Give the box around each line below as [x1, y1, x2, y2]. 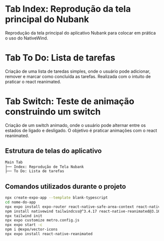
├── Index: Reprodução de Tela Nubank [5, 164, 84, 169]
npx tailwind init [5, 213, 42, 218]
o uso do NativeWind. [5, 35, 48, 41]
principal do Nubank [5, 14, 89, 25]
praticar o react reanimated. [5, 79, 61, 84]
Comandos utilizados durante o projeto [5, 182, 126, 191]
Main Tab [5, 160, 23, 164]
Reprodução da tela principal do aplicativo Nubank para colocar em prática [5, 30, 156, 36]
